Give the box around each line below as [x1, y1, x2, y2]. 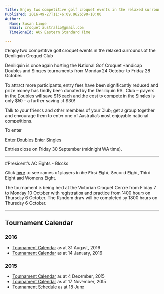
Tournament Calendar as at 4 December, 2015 [12, 273, 105, 279]
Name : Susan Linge [9, 21, 47, 26]
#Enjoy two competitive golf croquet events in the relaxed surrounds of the [5, 48, 156, 53]
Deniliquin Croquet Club [5, 53, 53, 59]
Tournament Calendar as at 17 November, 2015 [12, 278, 106, 284]
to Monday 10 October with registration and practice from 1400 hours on [5, 190, 151, 196]
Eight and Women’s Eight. [5, 175, 56, 181]
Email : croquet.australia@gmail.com [9, 25, 84, 30]
